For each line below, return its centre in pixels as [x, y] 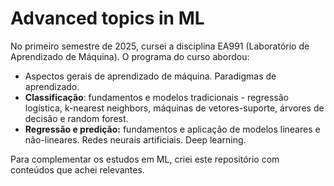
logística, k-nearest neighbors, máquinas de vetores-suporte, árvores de [174, 108]
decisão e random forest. [76, 118]
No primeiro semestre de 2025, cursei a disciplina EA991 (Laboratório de [160, 46]
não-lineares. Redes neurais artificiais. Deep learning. [135, 139]
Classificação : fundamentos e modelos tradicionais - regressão [156, 97]
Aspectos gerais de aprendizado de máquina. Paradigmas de [150, 76]
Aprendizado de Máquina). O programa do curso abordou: [130, 56]
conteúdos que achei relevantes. [77, 169]
